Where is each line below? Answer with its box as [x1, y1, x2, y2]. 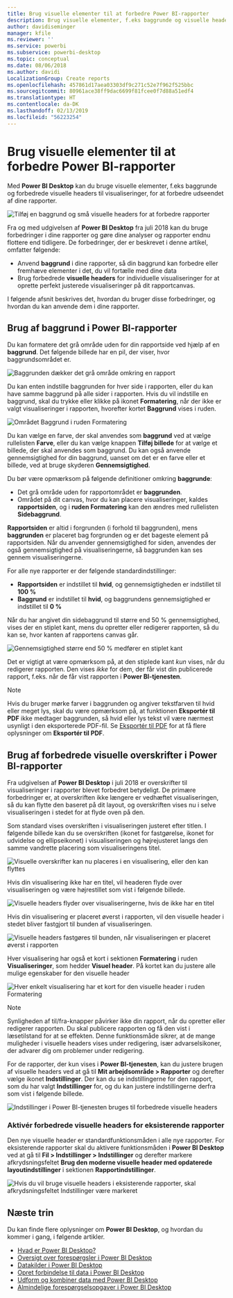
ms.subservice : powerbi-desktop [7, 49, 101, 56]
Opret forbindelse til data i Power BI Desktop [17, 1268, 144, 1277]
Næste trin [7, 1207, 54, 1219]
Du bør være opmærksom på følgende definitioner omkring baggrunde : [7, 475, 213, 483]
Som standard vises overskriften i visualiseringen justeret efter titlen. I [7, 822, 207, 830]
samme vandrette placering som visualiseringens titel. [7, 844, 162, 853]
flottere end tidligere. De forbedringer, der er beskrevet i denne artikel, [7, 238, 209, 246]
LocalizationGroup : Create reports [7, 74, 110, 82]
